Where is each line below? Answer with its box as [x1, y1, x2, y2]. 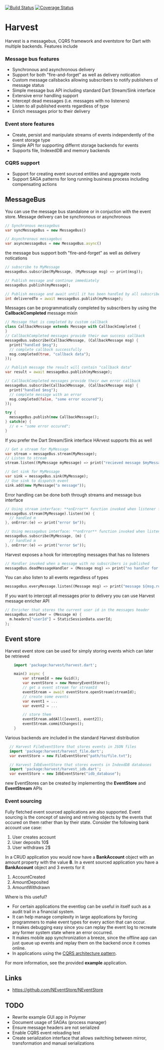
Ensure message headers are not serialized [12, 1024, 100, 1030]
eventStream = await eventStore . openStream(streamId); [22, 689, 137, 694]
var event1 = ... [22, 699, 58, 704]
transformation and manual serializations [12, 1040, 94, 1046]
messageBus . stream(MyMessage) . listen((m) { [5, 511, 95, 516]
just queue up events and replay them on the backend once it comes [12, 940, 150, 945]
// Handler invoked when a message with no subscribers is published [5, 561, 150, 566]
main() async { [14, 671, 45, 677]
